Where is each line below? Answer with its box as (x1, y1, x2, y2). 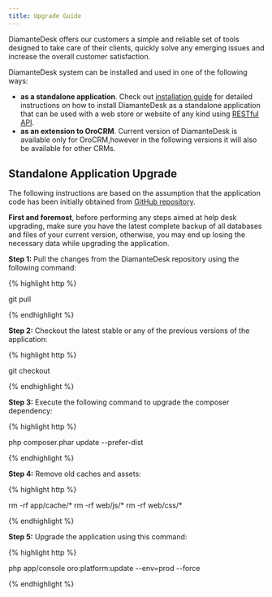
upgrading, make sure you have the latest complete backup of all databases (8, 221, 262, 231)
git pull (8, 294, 32, 305)
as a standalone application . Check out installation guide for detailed (19, 91, 253, 102)
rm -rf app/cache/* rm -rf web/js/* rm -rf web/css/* (8, 500, 183, 510)
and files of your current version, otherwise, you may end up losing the (8, 230, 246, 240)
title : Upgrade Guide (8, 11, 82, 20)
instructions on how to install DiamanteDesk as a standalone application (19, 100, 261, 110)
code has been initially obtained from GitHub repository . (8, 197, 196, 207)
